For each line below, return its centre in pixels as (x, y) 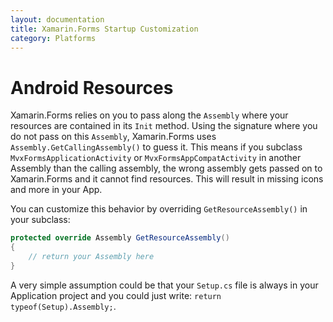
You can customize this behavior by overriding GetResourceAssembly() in (159, 209)
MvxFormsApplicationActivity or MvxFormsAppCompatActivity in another (156, 158)
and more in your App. (56, 190)
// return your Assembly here (91, 257)
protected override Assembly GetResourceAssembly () (120, 238)
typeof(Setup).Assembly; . (63, 306)
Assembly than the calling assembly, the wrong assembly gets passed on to (166, 168)
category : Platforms (53, 38)
